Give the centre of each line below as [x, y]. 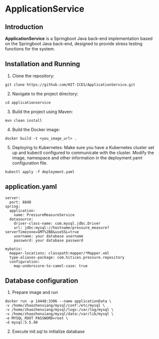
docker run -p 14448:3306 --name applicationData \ [58, 301]
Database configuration [42, 281]
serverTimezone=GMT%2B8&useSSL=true [42, 232]
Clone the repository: [33, 76]
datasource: [22, 219]
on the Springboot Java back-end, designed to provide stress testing [74, 44]
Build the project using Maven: [42, 111]
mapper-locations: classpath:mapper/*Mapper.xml [59, 253]
